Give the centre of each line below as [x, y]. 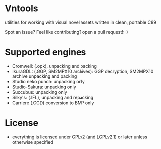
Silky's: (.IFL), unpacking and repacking [53, 97]
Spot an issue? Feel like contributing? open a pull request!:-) [67, 32]
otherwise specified [33, 142]
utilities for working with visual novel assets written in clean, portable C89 [81, 22]
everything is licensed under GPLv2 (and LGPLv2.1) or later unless [80, 137]
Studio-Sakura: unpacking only [44, 87]
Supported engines [46, 52]
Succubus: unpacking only [40, 92]
